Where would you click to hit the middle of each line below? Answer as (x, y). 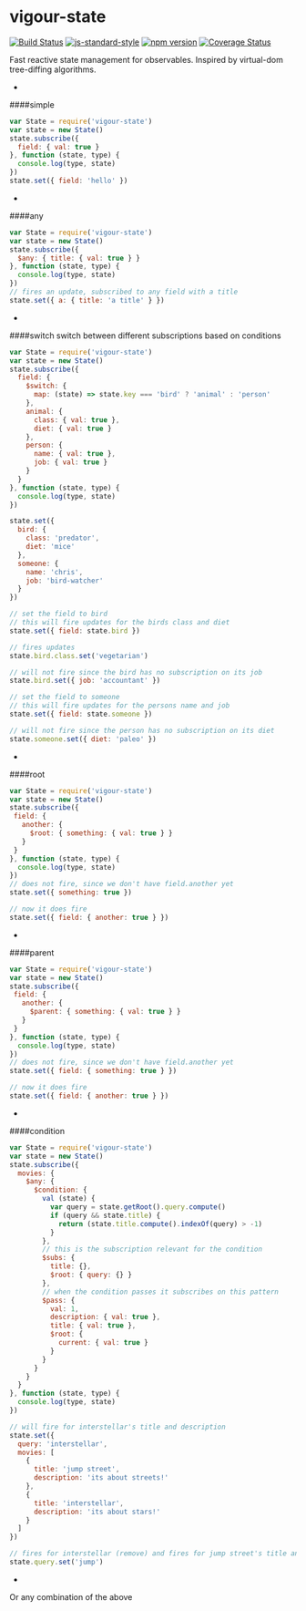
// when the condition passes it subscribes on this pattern (161, 1292)
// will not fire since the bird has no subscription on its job (136, 672)
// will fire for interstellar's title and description (117, 1427)
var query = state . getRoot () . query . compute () (138, 1207)
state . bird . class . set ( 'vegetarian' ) (79, 656)
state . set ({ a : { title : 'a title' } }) (87, 300)
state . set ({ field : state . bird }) (75, 631)
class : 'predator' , (63, 538)
